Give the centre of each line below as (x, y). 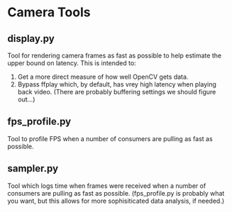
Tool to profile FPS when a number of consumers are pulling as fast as (110, 138)
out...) (26, 99)
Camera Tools (49, 12)
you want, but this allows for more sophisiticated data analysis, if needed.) (116, 201)
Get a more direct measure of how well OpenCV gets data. (103, 77)
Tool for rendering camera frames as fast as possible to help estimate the (115, 55)
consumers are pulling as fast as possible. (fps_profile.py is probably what (116, 193)
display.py (31, 39)
